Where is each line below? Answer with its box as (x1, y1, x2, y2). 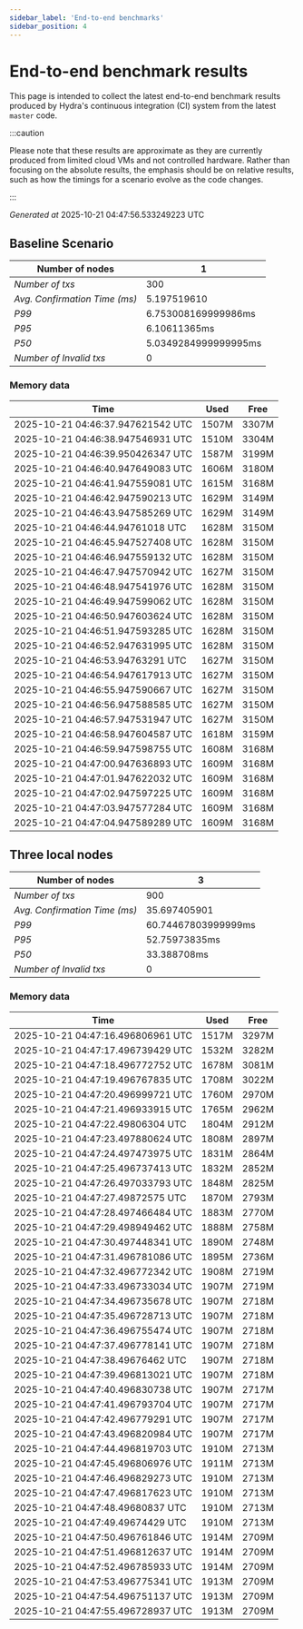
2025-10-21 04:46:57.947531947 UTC (14, 713, 193, 726)
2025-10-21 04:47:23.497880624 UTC (14, 1132, 193, 1145)
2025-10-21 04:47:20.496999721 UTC (14, 1088, 193, 1101)
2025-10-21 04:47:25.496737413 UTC (14, 1161, 193, 1174)
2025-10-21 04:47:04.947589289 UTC (14, 816, 193, 829)
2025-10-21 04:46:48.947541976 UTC (14, 580, 193, 593)
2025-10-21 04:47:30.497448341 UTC (14, 1236, 193, 1249)
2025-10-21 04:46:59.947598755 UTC (14, 742, 193, 755)
